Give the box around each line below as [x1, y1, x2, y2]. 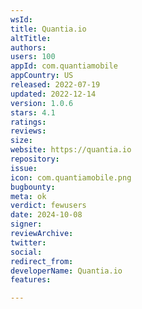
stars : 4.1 [10, 107, 56, 118]
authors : [10, 42, 47, 53]
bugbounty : [10, 182, 56, 192]
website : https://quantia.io [10, 145, 132, 155]
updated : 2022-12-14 [10, 89, 97, 99]
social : [10, 247, 43, 257]
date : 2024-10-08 [10, 210, 83, 220]
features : [10, 275, 52, 285]
